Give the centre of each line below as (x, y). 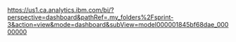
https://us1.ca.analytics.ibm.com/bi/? (61, 10)
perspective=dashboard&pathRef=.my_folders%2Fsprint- (91, 17)
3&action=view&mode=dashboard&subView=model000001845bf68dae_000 (118, 24)
